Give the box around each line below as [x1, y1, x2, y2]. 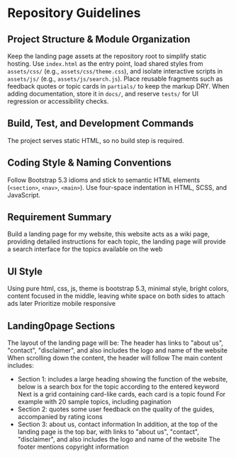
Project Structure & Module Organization [7, 33, 191, 45]
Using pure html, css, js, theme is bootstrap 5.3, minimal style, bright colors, [7, 285, 229, 293]
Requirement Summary [7, 211, 112, 224]
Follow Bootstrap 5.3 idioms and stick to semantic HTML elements [7, 176, 201, 184]
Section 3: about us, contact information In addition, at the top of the [17, 420, 218, 429]
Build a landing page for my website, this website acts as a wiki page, [7, 230, 210, 239]
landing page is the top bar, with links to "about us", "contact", [17, 428, 200, 436]
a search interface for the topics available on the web [7, 245, 163, 253]
